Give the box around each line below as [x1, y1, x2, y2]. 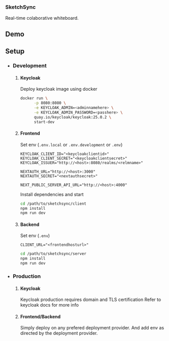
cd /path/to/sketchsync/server [20, 251, 87, 256]
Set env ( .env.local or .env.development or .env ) [20, 141, 123, 147]
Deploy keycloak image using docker [20, 86, 97, 92]
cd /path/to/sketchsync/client [20, 201, 87, 206]
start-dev [33, 119, 55, 125]
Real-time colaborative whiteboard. [5, 15, 79, 21]
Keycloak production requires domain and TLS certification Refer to [20, 296, 161, 302]
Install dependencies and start [20, 191, 84, 197]
